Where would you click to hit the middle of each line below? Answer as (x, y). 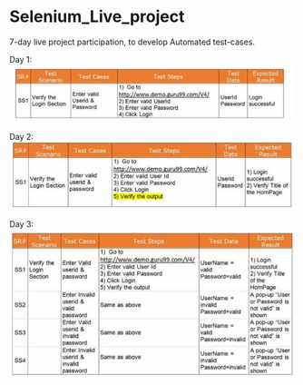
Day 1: (21, 59)
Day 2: (22, 136)
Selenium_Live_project (97, 17)
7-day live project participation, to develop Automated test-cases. (132, 42)
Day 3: (22, 224)
